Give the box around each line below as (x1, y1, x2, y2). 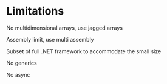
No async (6, 71, 30, 78)
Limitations (6, 4, 64, 18)
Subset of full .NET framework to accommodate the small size (6, 47, 162, 55)
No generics (6, 59, 38, 66)
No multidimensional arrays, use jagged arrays (6, 24, 123, 31)
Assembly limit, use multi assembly (6, 36, 94, 43)
